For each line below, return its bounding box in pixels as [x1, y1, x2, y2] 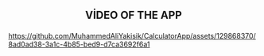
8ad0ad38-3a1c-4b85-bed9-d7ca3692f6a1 [8, 39, 150, 49]
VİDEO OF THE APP [84, 9, 183, 22]
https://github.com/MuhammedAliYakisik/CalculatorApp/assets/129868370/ [8, 32, 256, 41]
